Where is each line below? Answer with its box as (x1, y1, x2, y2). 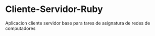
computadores (5, 25, 36, 31)
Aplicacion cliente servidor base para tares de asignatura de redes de (5, 20, 150, 26)
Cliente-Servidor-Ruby (5, 3, 104, 15)
